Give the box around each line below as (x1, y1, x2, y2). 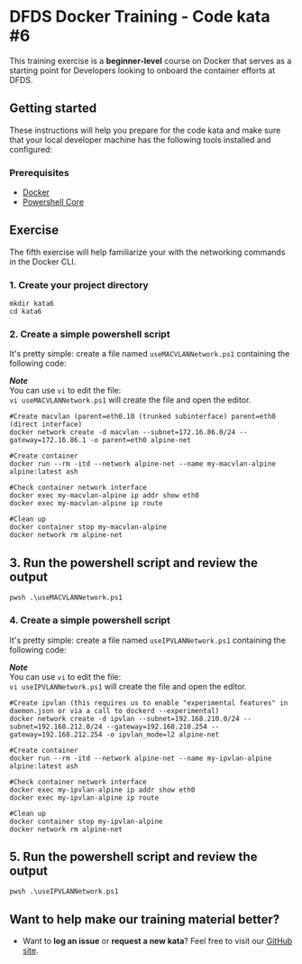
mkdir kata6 (9, 300, 54, 309)
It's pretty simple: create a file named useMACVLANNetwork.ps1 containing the (9, 348, 290, 359)
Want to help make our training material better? (9, 912, 280, 927)
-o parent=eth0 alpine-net (89, 436, 192, 445)
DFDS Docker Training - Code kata (9, 6, 270, 27)
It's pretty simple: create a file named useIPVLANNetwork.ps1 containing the (9, 635, 287, 645)
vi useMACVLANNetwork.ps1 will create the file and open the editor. (9, 394, 252, 405)
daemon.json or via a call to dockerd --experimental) (9, 706, 220, 715)
